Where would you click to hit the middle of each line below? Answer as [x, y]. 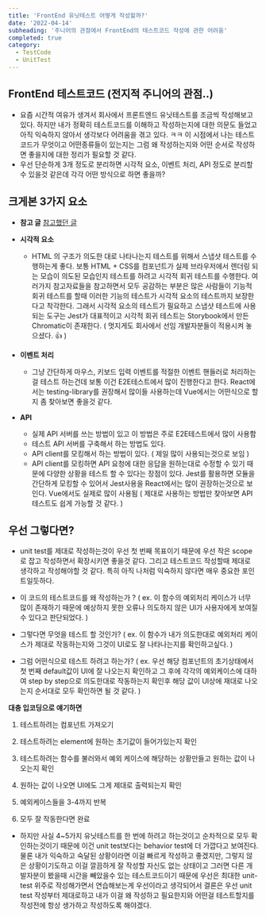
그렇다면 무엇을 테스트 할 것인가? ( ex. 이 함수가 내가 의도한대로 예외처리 [131, 634]
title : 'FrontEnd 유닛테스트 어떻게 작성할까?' [78, 15]
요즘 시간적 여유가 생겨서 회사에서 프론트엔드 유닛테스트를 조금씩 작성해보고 [137, 114]
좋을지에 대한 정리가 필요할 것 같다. [82, 154]
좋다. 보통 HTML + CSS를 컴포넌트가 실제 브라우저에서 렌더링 [154, 266]
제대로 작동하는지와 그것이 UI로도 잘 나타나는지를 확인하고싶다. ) [134, 645]
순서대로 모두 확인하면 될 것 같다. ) [88, 691]
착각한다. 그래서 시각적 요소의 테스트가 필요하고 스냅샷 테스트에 [144, 306]
